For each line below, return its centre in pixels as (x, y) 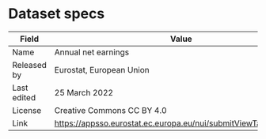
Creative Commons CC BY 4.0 (111, 110)
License (27, 110)
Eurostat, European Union (102, 69)
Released (30, 65)
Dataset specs (57, 14)
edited (24, 97)
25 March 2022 (84, 92)
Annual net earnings (91, 52)
